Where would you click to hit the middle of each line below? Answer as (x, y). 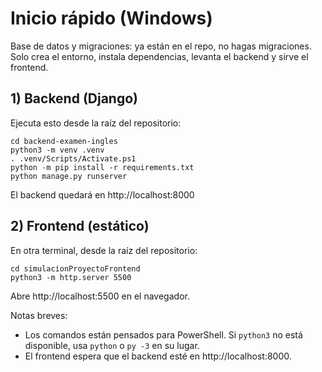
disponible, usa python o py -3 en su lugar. (112, 345)
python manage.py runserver (69, 176)
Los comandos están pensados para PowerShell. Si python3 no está (163, 334)
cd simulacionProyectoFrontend (75, 268)
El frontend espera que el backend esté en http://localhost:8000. (158, 356)
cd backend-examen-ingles (64, 141)
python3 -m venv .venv (57, 150)
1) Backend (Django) (74, 98)
